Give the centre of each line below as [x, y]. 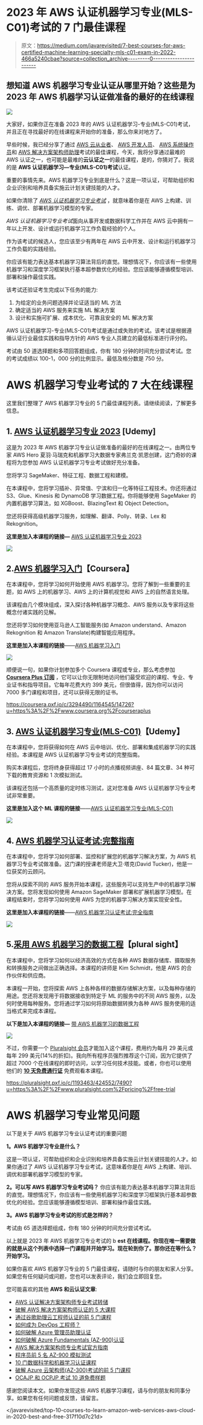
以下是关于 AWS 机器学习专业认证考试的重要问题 [67, 1133]
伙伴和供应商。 [30, 975]
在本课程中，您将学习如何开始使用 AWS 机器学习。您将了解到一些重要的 [96, 584]
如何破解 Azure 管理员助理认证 [53, 1332]
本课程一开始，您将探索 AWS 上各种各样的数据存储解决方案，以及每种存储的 [101, 988]
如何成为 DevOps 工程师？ [48, 1325]
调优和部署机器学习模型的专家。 [46, 1174]
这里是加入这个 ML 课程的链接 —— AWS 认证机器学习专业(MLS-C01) [90, 809]
